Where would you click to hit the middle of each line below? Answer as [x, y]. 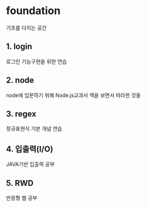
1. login [19, 47]
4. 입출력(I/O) [30, 149]
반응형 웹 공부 [22, 198]
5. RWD [20, 183]
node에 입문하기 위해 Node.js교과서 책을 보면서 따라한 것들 [73, 95]
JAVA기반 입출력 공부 [30, 164]
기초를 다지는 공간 [26, 28]
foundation [33, 11]
